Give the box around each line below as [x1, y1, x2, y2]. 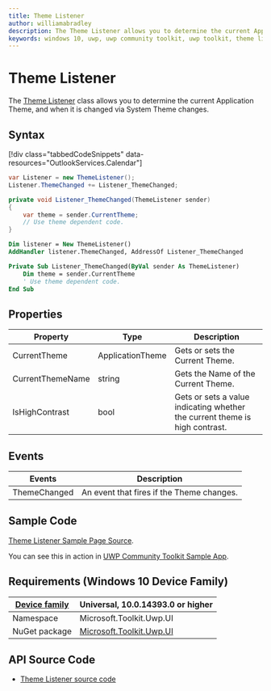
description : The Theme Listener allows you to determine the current [8, 27, 251, 35]
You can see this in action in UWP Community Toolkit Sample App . [8, 551, 229, 561]
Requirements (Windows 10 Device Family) [8, 575, 228, 588]
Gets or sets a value [174, 391, 250, 402]
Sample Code [8, 514, 77, 528]
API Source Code [8, 653, 95, 667]
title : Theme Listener [8, 11, 85, 20]
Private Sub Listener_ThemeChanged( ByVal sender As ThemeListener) [8, 262, 240, 271]
